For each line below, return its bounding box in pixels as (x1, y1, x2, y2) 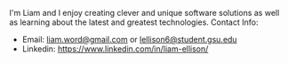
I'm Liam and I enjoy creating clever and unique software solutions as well (9, 8, 280, 18)
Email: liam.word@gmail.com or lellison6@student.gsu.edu (21, 35, 237, 44)
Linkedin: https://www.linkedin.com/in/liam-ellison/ (21, 43, 209, 54)
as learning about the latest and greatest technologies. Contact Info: (9, 17, 259, 28)
